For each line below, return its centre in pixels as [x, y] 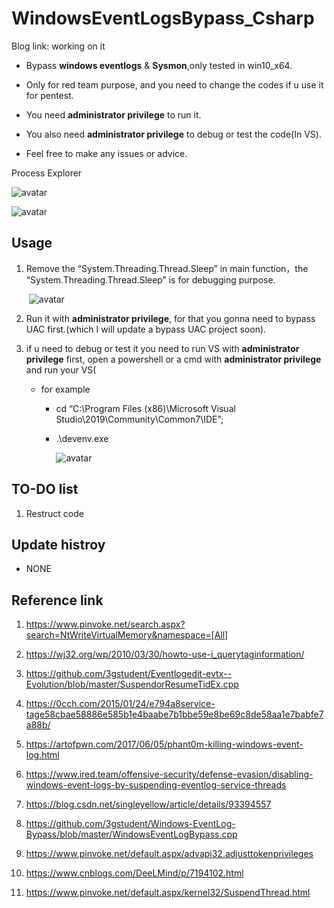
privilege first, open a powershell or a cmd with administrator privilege [173, 359]
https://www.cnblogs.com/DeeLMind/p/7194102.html [134, 873]
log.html [42, 755]
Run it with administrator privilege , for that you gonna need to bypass [170, 318]
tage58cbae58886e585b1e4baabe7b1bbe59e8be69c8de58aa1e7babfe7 [174, 714]
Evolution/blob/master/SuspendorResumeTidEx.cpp [132, 684]
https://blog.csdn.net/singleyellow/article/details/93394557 [148, 804]
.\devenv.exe [82, 438]
